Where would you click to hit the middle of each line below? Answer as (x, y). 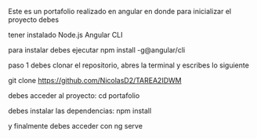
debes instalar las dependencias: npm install (80, 111)
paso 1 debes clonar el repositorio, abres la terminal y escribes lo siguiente (128, 65)
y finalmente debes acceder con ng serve (76, 126)
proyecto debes (34, 20)
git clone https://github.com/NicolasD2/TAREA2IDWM (95, 80)
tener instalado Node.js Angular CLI (65, 35)
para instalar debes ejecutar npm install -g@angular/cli (97, 50)
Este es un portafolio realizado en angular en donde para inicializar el (120, 11)
